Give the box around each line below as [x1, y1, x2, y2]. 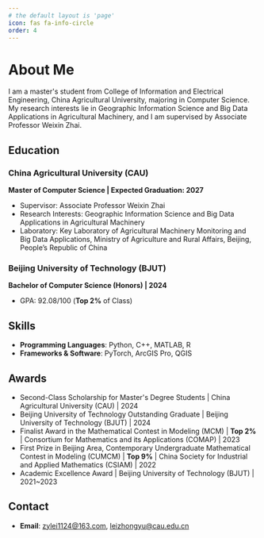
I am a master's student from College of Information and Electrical [8, 86, 224, 96]
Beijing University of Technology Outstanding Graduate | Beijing [19, 409, 228, 419]
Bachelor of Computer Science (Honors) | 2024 [8, 281, 167, 290]
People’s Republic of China [19, 243, 108, 252]
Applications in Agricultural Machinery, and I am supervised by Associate [8, 112, 247, 121]
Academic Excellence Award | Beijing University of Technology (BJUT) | [19, 468, 255, 478]
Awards [8, 371, 48, 385]
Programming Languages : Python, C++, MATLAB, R [19, 340, 192, 350]
